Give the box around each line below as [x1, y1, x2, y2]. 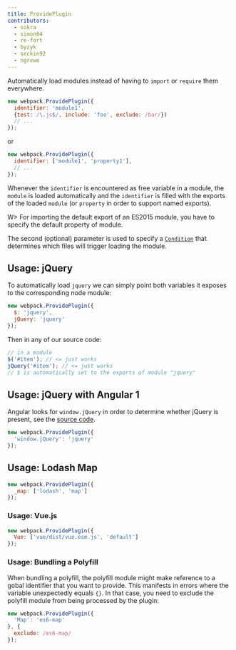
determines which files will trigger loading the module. [7, 242, 168, 250]
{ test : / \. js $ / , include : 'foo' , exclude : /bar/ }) [14, 111, 168, 118]
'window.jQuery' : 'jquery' [14, 435, 94, 443]
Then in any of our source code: [7, 335, 102, 344]
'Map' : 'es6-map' [14, 617, 66, 624]
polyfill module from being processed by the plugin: [7, 596, 159, 604]
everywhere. [7, 83, 45, 93]
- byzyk [14, 43, 37, 51]
